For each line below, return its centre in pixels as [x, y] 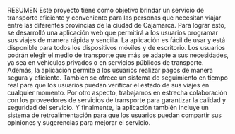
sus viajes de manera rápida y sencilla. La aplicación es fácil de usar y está [116, 40]
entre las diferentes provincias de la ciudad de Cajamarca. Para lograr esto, [117, 25]
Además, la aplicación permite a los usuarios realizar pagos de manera [110, 70]
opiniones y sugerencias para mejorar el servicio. [79, 122]
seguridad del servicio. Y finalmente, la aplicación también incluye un [108, 108]
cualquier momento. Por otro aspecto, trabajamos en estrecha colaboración [117, 92]
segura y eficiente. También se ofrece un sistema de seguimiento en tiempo [117, 78]
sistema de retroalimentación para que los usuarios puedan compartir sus [115, 115]
